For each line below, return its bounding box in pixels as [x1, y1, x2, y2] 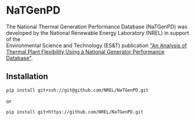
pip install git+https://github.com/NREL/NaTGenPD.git [6, 109, 144, 115]
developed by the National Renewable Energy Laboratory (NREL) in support [6, 29, 190, 36]
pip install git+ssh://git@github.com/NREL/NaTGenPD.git [6, 87, 149, 93]
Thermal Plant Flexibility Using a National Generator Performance [6, 48, 165, 55]
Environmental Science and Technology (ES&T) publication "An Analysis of [6, 42, 187, 49]
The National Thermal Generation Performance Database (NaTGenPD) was [6, 23, 187, 30]
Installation [6, 71, 48, 81]
